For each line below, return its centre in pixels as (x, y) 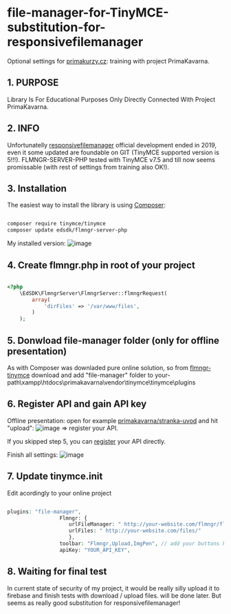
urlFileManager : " (95, 524)
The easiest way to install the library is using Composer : (87, 205)
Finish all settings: (33, 454)
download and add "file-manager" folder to (92, 375)
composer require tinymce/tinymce (57, 224)
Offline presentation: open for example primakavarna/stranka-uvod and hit (112, 420)
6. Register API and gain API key (77, 404)
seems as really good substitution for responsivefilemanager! (94, 603)
